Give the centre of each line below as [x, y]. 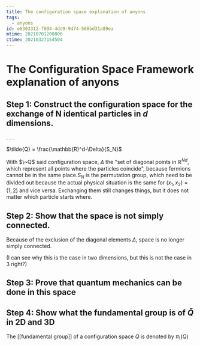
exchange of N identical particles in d [77, 114]
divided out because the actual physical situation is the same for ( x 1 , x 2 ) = [97, 184]
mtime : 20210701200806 [34, 34]
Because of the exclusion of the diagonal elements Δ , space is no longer [95, 240]
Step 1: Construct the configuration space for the [99, 104]
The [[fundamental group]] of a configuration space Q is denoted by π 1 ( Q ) [97, 337]
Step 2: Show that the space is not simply [85, 216]
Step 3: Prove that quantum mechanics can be [94, 283]
